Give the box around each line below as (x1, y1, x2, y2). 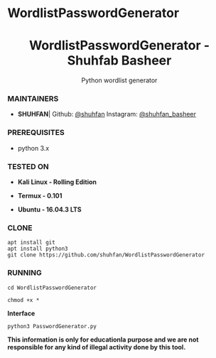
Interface (7, 309, 36, 318)
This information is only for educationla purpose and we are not (7, 335, 199, 344)
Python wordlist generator (81, 76, 158, 85)
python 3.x (17, 143, 50, 152)
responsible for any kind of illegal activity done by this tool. (7, 342, 186, 351)
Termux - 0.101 (17, 192, 63, 200)
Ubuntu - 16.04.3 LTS (17, 205, 82, 214)
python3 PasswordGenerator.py (7, 322, 97, 330)
